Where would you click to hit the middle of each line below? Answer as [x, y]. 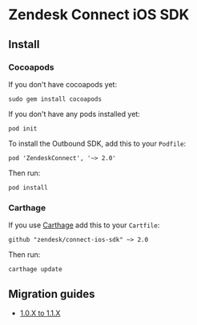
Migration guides [52, 294]
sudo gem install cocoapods [55, 99]
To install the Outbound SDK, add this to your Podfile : [97, 143]
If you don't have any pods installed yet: [74, 114]
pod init [23, 128]
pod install [28, 187]
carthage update [35, 270]
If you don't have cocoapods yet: [63, 84]
